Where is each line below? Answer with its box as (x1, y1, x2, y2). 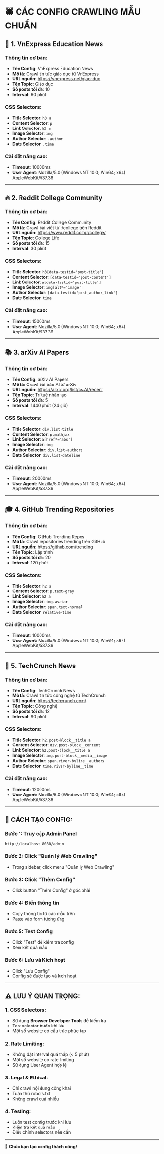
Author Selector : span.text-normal (12, 604, 83, 610)
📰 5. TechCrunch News (5, 662, 76, 670)
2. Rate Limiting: (5, 1040, 45, 1047)
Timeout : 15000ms (12, 318, 51, 324)
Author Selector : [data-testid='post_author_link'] (12, 290, 118, 296)
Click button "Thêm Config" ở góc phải (12, 887, 90, 893)
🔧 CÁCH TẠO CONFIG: (5, 815, 73, 824)
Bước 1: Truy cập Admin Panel (5, 830, 77, 837)
